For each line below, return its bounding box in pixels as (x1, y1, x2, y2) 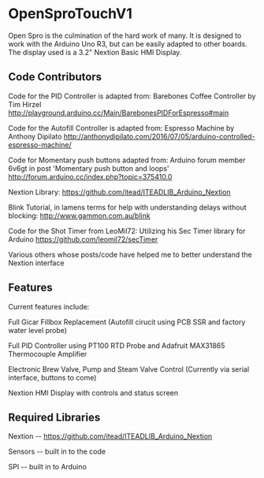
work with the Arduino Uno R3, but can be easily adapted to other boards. (8, 39, 248, 48)
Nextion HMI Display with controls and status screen (8, 387, 179, 398)
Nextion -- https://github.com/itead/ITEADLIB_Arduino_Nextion (8, 432, 213, 441)
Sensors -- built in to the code (8, 447, 106, 457)
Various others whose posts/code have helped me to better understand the (8, 250, 252, 259)
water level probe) (8, 325, 68, 335)
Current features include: (8, 302, 90, 311)
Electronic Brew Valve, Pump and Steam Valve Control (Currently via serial (8, 364, 250, 374)
